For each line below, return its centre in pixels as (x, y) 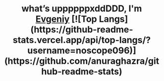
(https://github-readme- (82, 30)
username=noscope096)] (82, 51)
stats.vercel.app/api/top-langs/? (82, 40)
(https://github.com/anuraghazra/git (82, 61)
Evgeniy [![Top (66, 19)
